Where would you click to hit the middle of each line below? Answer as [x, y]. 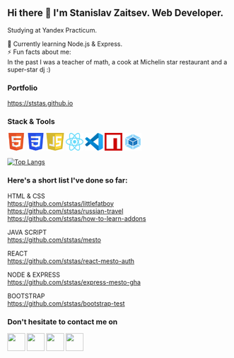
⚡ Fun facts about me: [39, 52]
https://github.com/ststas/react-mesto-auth [71, 261]
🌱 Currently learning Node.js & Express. [65, 44]
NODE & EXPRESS [34, 275]
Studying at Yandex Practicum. [52, 30]
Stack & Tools [31, 122]
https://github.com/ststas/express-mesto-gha [74, 282]
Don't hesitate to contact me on [63, 321]
